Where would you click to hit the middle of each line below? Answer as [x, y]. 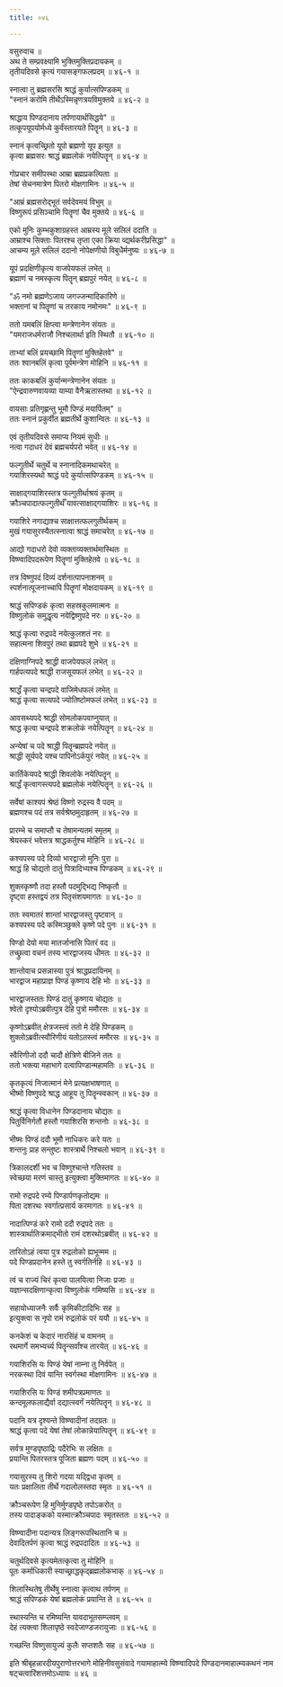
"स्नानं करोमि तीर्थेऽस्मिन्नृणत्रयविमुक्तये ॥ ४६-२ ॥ [79, 99]
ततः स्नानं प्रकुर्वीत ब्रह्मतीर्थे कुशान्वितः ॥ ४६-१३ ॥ [80, 418]
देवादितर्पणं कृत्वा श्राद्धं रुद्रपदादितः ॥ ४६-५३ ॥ [74, 1542]
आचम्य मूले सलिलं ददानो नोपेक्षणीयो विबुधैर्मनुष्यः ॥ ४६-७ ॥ [92, 250]
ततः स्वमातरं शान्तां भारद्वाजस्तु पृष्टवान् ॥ [66, 915]
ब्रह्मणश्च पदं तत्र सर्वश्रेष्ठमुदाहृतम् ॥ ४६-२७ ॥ [73, 812]
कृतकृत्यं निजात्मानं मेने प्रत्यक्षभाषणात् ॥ [64, 1083]
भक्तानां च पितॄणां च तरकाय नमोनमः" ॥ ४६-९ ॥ [78, 306]
